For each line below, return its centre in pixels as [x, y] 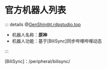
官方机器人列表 [35, 10]
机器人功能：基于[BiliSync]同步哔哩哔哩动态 [57, 41]
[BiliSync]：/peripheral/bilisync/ [37, 61]
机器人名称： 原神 [29, 34]
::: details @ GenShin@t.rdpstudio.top [43, 24]
